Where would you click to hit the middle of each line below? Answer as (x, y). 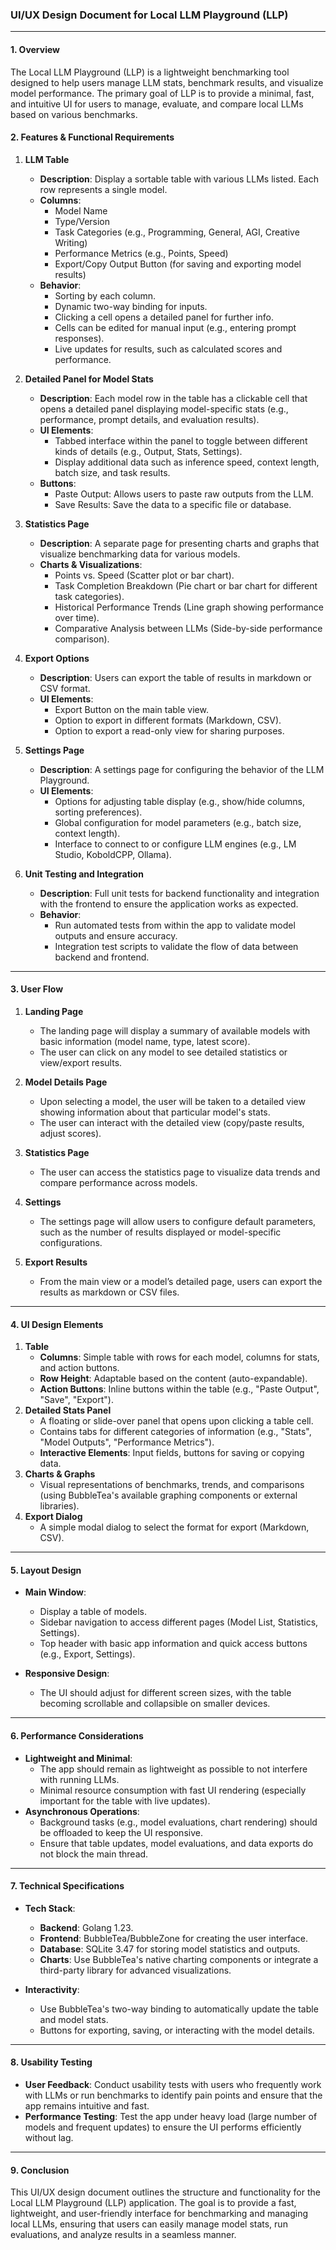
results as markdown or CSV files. (109, 1292)
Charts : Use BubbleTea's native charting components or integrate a (179, 1959)
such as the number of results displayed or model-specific (160, 1232)
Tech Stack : (50, 1908)
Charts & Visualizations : (91, 564)
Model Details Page (66, 1082)
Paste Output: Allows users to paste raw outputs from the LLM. (184, 494)
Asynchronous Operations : (82, 1811)
